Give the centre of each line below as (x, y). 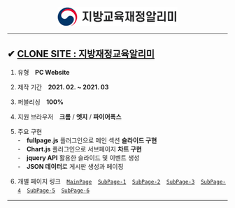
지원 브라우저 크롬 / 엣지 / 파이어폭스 (69, 117)
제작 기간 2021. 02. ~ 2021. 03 (63, 87)
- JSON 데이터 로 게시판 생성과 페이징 (70, 166)
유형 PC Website (43, 72)
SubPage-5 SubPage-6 (58, 191)
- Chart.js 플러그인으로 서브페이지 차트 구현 (79, 149)
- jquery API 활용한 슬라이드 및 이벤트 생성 (78, 158)
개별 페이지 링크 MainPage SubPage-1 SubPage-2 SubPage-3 (106, 181)
